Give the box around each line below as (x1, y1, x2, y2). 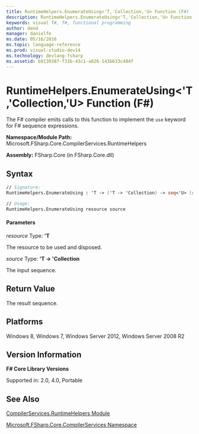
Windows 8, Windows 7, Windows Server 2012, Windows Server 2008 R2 (6, 333, 185, 340)
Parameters (6, 219, 36, 226)
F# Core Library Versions (6, 365, 69, 372)
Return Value (6, 284, 55, 294)
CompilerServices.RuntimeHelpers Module (6, 410, 110, 417)
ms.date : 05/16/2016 (6, 36, 57, 42)
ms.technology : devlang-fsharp (6, 53, 84, 59)
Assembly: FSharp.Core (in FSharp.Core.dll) (6, 152, 114, 159)
